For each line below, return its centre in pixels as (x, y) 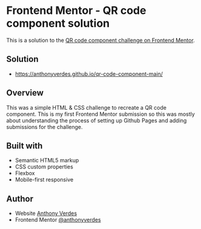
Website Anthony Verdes (46, 213)
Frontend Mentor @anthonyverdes (58, 220)
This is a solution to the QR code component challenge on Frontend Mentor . (100, 40)
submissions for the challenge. (44, 127)
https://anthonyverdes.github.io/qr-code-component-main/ (89, 74)
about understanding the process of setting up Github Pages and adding (97, 120)
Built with (25, 146)
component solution (58, 23)
